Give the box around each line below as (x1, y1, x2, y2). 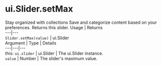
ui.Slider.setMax (5, 3, 73, 15)
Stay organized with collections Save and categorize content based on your (5, 19, 157, 25)
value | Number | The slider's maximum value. (5, 55, 98, 61)
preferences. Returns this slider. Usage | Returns (5, 24, 103, 30)
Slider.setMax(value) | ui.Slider (5, 35, 69, 41)
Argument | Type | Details (5, 40, 57, 46)
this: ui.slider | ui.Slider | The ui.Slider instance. (5, 50, 103, 56)
